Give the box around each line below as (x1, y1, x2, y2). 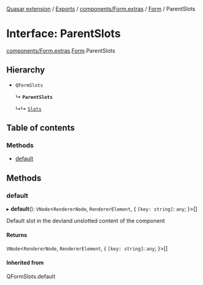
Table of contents (6, 123, 75, 133)
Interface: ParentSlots (6, 27, 121, 41)
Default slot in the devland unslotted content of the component (6, 217, 166, 225)
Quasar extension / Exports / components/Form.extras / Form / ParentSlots (6, 6, 196, 12)
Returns (6, 231, 28, 238)
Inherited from (6, 259, 44, 266)
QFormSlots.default (6, 273, 56, 280)
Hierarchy (6, 64, 45, 76)
